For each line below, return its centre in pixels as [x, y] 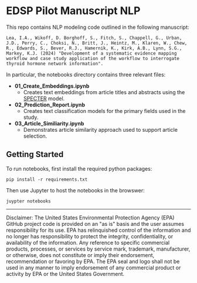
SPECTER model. [44, 98]
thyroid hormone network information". [55, 64]
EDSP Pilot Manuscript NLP [73, 11]
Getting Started [35, 154]
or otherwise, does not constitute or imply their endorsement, [80, 255]
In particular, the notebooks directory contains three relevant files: [86, 74]
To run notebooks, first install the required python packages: [79, 168]
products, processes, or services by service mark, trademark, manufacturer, [98, 249]
